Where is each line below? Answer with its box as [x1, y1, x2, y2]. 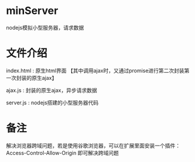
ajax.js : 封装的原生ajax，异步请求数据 [6, 86, 98, 94]
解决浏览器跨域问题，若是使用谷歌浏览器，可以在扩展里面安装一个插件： [6, 142, 180, 149]
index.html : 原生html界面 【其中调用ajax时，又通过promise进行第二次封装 [6, 67, 184, 74]
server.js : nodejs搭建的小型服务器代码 [6, 99, 99, 106]
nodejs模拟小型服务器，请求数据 [6, 24, 84, 31]
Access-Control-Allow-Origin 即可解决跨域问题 [6, 149, 119, 156]
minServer [6, 4, 59, 17]
